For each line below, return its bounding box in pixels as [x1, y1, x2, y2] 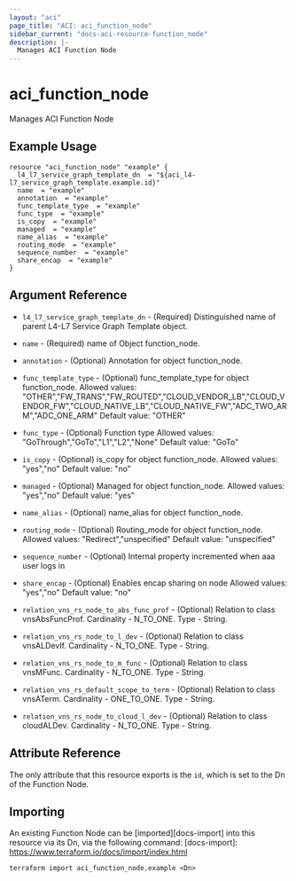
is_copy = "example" [17, 216, 97, 226]
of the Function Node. [9, 778, 90, 790]
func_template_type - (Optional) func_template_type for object [21, 372, 250, 382]
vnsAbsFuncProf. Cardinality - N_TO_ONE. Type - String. [21, 613, 228, 624]
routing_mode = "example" [17, 240, 117, 249]
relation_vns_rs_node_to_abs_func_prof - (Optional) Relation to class [21, 604, 276, 615]
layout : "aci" [9, 12, 62, 22]
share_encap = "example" [17, 256, 113, 264]
